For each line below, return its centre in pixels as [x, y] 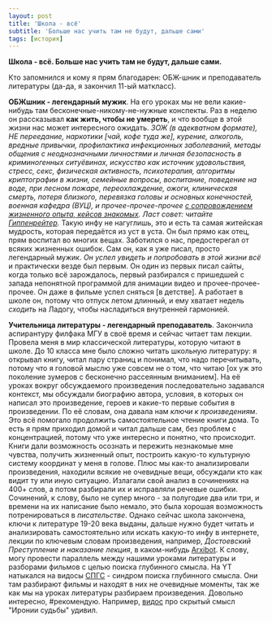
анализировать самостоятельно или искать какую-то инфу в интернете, [134, 533]
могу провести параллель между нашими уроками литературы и [122, 559]
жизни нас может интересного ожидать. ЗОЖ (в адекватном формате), [133, 128]
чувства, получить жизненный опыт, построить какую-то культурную [129, 455]
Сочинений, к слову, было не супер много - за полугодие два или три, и [134, 498]
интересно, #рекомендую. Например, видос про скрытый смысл [122, 602]
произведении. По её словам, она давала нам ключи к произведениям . [133, 412]
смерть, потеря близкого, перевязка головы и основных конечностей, [131, 197]
